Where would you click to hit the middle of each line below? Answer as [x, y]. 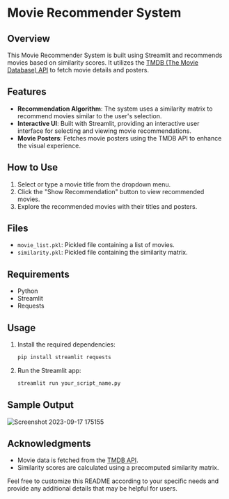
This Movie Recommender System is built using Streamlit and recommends [115, 55]
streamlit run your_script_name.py [69, 383]
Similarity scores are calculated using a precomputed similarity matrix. [118, 468]
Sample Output [41, 405]
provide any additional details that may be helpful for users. [92, 489]
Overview [29, 39]
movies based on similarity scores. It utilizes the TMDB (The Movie [103, 63]
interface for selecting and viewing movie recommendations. [104, 131]
